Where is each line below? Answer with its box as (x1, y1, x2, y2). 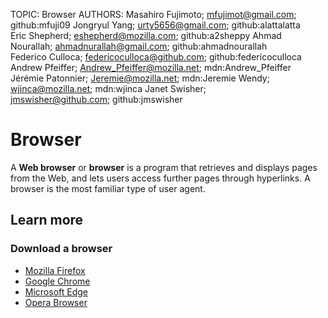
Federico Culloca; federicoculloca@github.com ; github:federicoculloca (10, 51, 302, 63)
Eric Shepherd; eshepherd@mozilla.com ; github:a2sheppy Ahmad (10, 30, 282, 41)
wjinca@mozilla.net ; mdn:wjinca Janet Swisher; (10, 83, 207, 94)
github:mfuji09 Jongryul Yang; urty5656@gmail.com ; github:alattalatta (10, 19, 301, 31)
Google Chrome (24, 275, 91, 287)
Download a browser (10, 242, 113, 256)
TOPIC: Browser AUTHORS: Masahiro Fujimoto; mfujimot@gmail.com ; (10, 9, 297, 20)
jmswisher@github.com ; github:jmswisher (10, 94, 183, 105)
